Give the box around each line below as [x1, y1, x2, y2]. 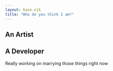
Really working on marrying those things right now [5, 60, 108, 66]
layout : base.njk [5, 7, 41, 12]
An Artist [5, 30, 34, 39]
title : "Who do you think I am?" [5, 12, 74, 17]
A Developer [5, 47, 45, 56]
